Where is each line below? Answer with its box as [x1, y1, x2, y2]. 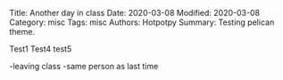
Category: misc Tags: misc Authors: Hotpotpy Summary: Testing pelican [9, 17, 275, 28]
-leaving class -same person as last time [9, 61, 159, 71]
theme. [9, 27, 36, 36]
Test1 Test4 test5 [9, 44, 72, 54]
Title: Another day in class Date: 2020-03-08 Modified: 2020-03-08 [9, 8, 261, 18]
